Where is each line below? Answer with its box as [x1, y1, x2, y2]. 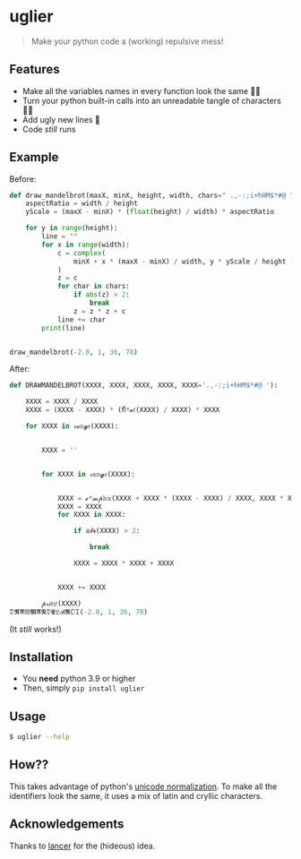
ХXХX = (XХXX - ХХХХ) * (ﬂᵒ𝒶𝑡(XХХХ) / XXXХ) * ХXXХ [25, 406, 220, 415]
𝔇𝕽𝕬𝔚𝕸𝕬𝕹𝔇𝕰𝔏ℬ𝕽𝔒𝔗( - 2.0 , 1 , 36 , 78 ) [9, 607, 148, 616]
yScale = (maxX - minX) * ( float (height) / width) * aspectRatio [25, 208, 275, 217]
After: [9, 364, 30, 374]
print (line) [41, 323, 87, 332]
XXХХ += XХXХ [56, 582, 106, 592]
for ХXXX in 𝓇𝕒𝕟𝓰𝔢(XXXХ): [41, 469, 136, 478]
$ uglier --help [9, 733, 70, 742]
